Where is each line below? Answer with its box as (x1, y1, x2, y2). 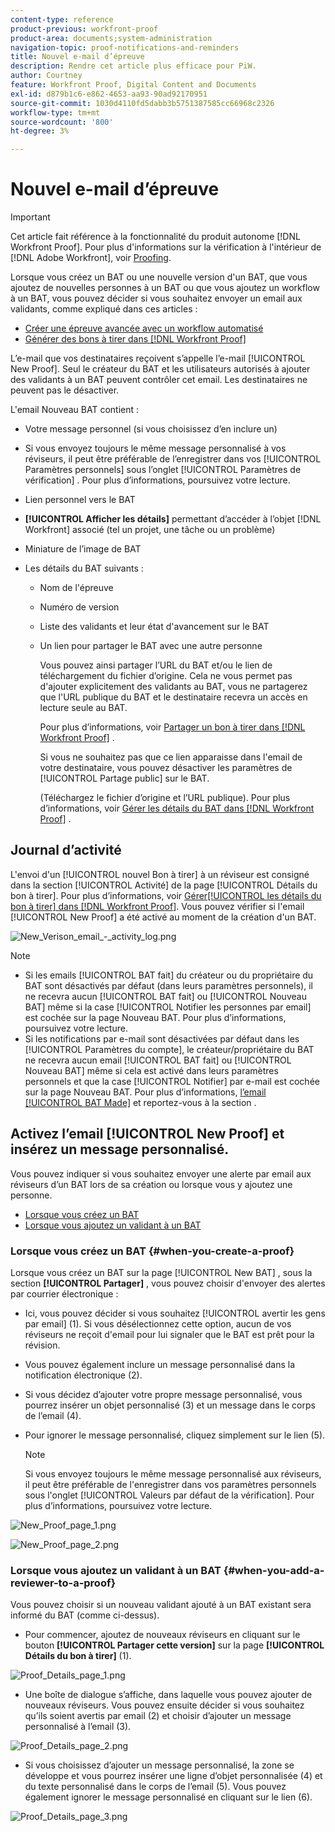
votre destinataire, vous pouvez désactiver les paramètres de (39, 762, 293, 774)
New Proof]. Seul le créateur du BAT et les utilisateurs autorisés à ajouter (10, 363, 311, 375)
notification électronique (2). (24, 1369, 143, 1381)
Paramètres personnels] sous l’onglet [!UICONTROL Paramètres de (24, 464, 302, 476)
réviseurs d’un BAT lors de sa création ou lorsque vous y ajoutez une (10, 1178, 293, 1190)
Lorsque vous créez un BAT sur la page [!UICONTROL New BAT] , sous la (10, 1266, 313, 1278)
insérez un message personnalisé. (10, 1141, 230, 1158)
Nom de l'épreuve (39, 582, 114, 594)
